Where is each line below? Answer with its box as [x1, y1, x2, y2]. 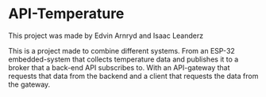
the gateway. [8, 80, 51, 89]
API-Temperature [8, 5, 125, 23]
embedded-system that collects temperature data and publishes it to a [8, 54, 239, 64]
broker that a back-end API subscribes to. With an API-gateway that [8, 62, 230, 72]
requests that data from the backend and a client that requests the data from [8, 71, 259, 80]
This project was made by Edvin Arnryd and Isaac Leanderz [8, 31, 204, 40]
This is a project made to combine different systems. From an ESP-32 [8, 46, 236, 55]
